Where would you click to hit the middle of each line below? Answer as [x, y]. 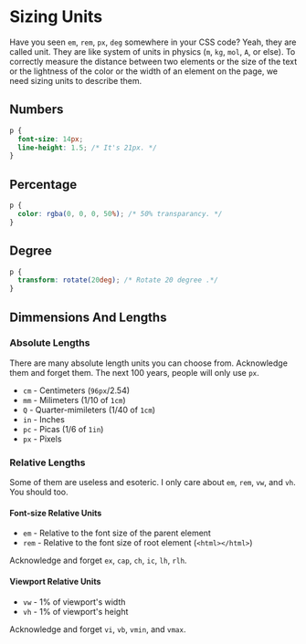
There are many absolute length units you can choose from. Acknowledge [148, 363]
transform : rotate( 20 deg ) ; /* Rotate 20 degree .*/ [118, 280]
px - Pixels [42, 439]
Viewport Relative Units [55, 581]
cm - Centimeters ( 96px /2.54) [76, 390]
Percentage [43, 184]
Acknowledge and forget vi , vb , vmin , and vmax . [98, 629]
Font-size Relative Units [56, 513]
